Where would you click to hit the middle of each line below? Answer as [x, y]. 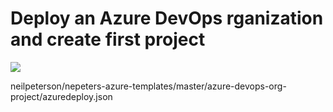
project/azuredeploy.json [61, 96]
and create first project [108, 39]
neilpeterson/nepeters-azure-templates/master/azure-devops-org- [148, 86]
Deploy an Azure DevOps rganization [167, 18]
